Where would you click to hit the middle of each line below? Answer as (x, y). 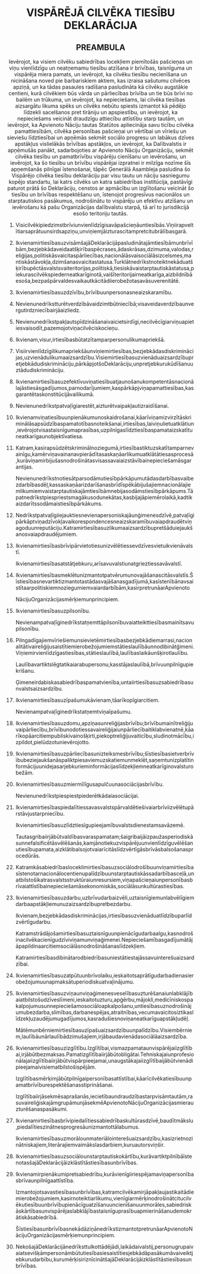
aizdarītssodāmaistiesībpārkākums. (59, 504)
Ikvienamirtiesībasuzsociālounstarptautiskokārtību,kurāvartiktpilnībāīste (104, 1156)
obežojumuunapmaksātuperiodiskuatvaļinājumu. (75, 982)
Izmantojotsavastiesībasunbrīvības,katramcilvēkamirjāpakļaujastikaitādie (104, 1192)
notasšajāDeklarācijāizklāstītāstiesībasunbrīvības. (76, 1163)
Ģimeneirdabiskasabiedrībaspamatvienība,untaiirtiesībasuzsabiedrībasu (104, 682)
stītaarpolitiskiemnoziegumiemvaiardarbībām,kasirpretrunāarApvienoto (102, 588)
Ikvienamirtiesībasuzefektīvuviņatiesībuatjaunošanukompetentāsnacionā (104, 382)
